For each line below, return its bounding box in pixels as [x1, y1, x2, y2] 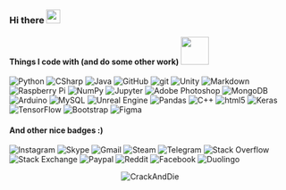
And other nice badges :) [9, 125, 104, 136]
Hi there [9, 13, 45, 26]
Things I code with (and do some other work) [9, 56, 180, 67]
